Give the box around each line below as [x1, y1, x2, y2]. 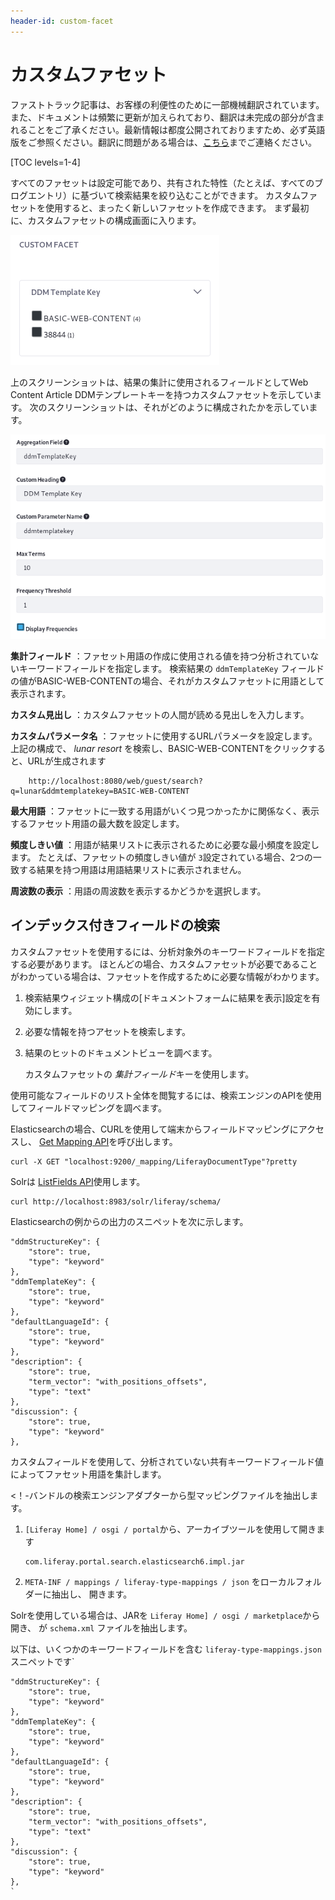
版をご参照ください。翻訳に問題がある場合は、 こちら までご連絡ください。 [10, 136, 317, 148]
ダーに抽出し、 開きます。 [24, 1588, 133, 1600]
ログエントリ [10, 189, 63, 201]
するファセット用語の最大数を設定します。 [10, 818, 185, 830]
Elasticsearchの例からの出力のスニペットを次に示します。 [10, 1215, 249, 1227]
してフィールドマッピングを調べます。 [10, 1101, 167, 1114]
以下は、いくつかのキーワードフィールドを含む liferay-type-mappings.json [10, 1643, 322, 1655]
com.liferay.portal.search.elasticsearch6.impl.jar [24, 1556, 245, 1567]
